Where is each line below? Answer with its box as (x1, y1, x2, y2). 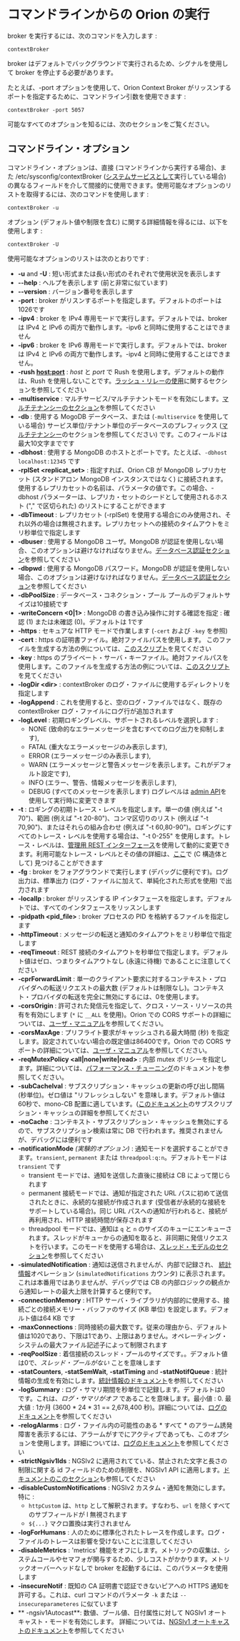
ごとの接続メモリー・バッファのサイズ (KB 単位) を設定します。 (24, 1305, 211, 1313)
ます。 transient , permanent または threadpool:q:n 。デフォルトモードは (17, 1153, 227, 1161)
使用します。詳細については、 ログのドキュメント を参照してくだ (36, 1438, 224, 1447)
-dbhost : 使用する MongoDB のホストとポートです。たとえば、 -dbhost (17, 448, 227, 456)
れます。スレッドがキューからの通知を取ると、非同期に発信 (28, 1233, 204, 1242)
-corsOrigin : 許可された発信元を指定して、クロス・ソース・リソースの (17, 1001, 226, 1010)
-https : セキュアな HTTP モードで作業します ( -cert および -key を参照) (17, 626, 229, 635)
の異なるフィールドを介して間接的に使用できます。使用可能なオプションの (7, 181, 226, 189)
